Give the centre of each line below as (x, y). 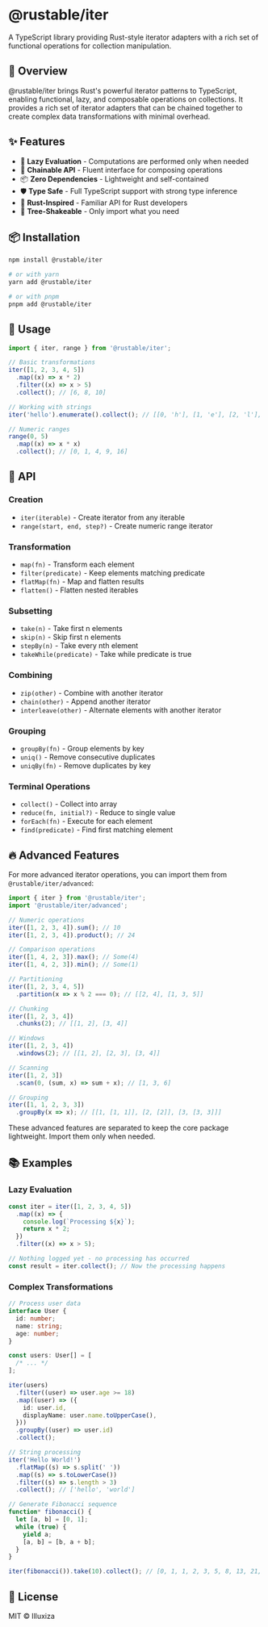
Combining (30, 675)
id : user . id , (45, 1407)
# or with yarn (34, 275)
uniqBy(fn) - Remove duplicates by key (86, 765)
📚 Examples (40, 1163)
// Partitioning (36, 979)
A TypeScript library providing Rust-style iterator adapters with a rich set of (134, 37)
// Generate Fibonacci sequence (63, 1504)
